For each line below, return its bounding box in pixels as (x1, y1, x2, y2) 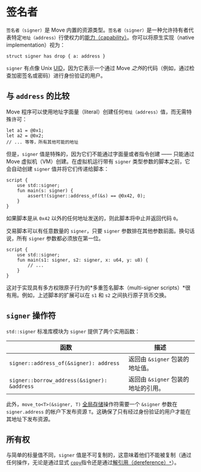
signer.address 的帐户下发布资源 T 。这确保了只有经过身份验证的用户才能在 (6, 407, 191, 415)
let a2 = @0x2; (6, 133, 44, 139)
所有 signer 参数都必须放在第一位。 (16, 234, 104, 242)
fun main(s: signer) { (17, 188, 74, 194)
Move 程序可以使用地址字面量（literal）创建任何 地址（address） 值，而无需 (6, 108, 187, 115)
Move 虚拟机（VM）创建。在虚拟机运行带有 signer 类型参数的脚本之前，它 (6, 158, 190, 165)
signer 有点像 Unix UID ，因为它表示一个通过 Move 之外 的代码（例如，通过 (6, 64, 190, 72)
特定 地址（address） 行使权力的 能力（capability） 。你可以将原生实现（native (11, 33, 194, 41)
